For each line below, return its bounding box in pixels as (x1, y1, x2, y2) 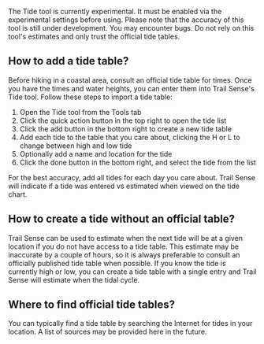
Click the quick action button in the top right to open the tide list (19, 116, 227, 125)
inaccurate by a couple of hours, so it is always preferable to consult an (8, 250, 240, 259)
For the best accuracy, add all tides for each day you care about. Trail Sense (8, 172, 256, 182)
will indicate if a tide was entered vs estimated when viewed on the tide (8, 181, 240, 190)
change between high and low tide (19, 141, 132, 150)
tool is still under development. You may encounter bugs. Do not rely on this (8, 24, 255, 32)
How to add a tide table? (8, 54, 129, 68)
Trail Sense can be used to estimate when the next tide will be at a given (8, 233, 243, 242)
